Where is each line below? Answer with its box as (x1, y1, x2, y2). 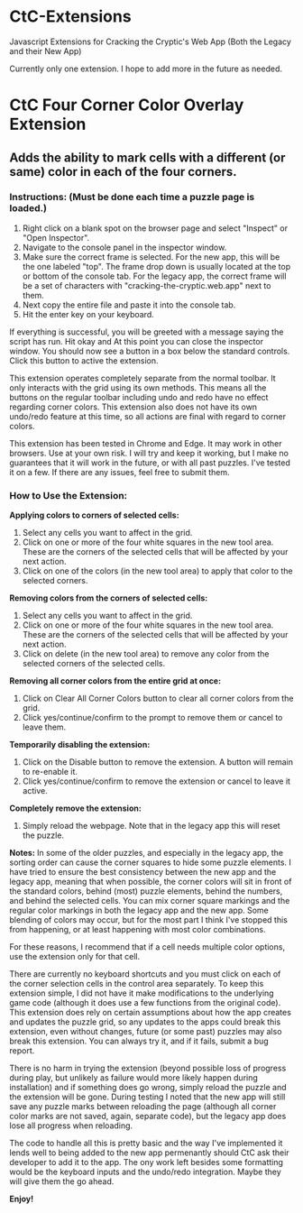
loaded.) (9, 202, 48, 215)
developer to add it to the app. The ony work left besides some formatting (9, 1157, 284, 1168)
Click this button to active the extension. (9, 354, 160, 366)
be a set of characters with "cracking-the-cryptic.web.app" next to (22, 280, 271, 290)
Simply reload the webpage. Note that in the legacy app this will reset (22, 821, 281, 832)
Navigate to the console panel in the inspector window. (22, 242, 227, 253)
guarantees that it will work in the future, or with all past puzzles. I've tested (9, 457, 291, 468)
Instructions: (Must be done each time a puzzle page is (9, 191, 255, 204)
